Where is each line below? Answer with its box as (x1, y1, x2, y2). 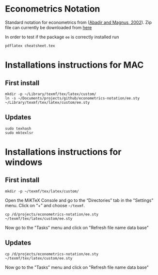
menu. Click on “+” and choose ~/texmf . (5, 202, 85, 208)
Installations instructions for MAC (5, 60, 144, 71)
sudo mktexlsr (5, 130, 34, 135)
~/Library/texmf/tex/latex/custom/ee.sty (5, 100, 90, 105)
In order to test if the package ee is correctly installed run (5, 34, 119, 40)
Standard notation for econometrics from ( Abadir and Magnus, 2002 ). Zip (5, 19, 152, 25)
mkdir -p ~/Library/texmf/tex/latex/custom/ (5, 91, 96, 97)
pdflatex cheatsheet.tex (5, 43, 55, 48)
